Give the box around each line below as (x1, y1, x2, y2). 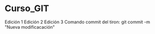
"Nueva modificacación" (4, 24, 55, 30)
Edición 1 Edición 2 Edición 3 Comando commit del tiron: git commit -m (4, 19, 151, 25)
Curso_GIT (4, 3, 49, 14)
